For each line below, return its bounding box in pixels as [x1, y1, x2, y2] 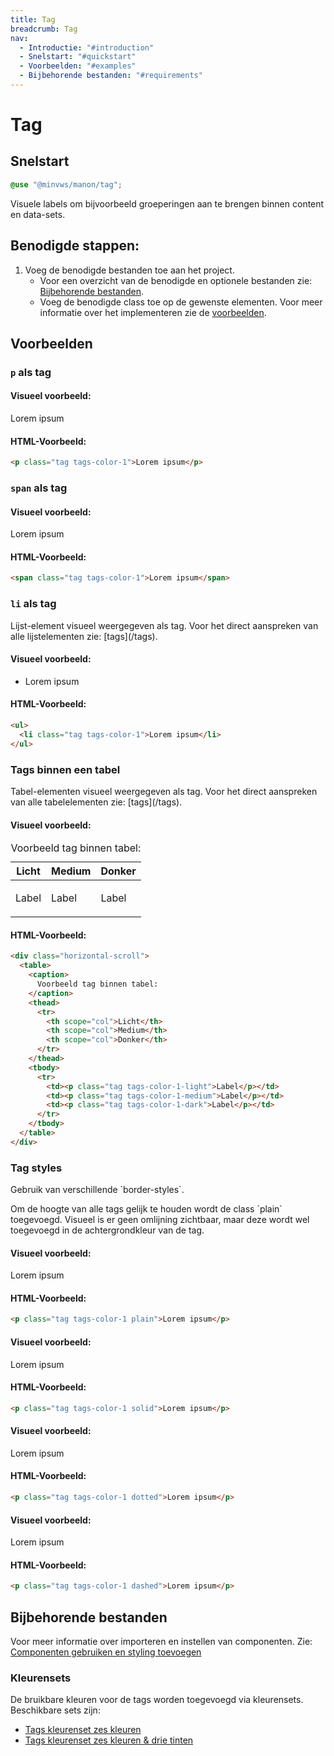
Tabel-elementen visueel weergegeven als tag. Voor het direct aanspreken [10, 785, 318, 797]
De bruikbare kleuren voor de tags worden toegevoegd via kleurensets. [10, 1694, 304, 1706]
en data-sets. [10, 208, 66, 220]
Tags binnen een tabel [10, 762, 121, 776]
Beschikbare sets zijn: [10, 1704, 101, 1716]
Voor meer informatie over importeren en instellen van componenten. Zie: [10, 1636, 313, 1647]
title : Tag [10, 14, 56, 25]
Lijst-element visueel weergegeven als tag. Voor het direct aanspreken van [10, 619, 319, 631]
